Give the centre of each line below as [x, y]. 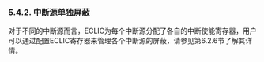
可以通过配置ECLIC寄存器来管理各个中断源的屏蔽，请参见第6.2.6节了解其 [127, 41]
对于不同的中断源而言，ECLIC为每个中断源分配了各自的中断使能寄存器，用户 [132, 31]
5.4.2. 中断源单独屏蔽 [49, 12]
